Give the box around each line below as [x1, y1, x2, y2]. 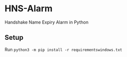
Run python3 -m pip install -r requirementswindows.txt [4, 46, 123, 52]
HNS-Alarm [4, 3, 53, 14]
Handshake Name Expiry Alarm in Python [4, 19, 88, 25]
